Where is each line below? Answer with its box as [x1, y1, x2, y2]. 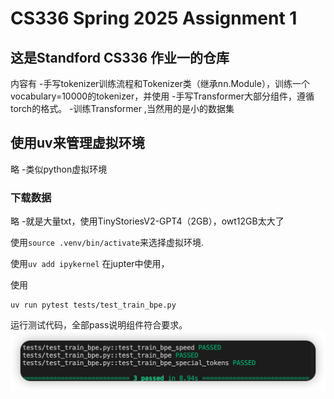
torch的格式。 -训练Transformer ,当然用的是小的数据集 [10, 103, 235, 114]
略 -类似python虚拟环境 [10, 163, 108, 175]
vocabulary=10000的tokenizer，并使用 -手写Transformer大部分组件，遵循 [10, 90, 315, 102]
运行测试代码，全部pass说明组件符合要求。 [10, 319, 188, 331]
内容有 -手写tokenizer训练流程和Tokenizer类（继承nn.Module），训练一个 [10, 78, 310, 89]
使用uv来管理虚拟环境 [10, 135, 145, 152]
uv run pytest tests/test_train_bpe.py [10, 300, 177, 311]
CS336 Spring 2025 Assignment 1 [10, 7, 298, 30]
